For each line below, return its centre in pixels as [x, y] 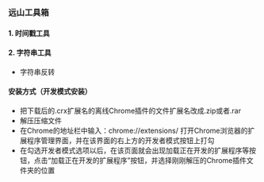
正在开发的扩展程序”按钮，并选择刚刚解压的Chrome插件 [156, 160]
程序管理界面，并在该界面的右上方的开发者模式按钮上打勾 [121, 140]
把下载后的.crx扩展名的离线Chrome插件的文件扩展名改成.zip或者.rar [130, 110]
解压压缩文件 [40, 120]
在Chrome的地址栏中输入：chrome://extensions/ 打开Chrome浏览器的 [134, 130]
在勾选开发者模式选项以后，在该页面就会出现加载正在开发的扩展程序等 [134, 150]
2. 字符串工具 [30, 52]
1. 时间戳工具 [29, 33]
